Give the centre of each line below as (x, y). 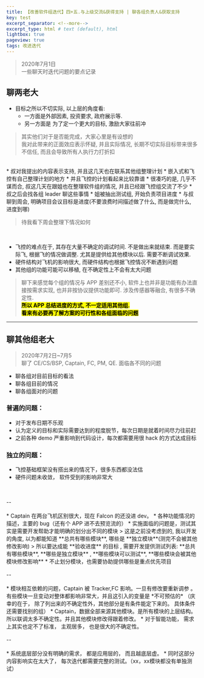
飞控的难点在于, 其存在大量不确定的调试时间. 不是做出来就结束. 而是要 (102, 246)
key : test (19, 18)
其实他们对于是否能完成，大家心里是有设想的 (77, 136)
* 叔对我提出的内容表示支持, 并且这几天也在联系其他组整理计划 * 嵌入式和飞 (100, 171)
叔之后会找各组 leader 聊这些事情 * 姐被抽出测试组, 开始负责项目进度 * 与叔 (100, 194)
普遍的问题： (25, 408)
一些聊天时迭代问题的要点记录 (58, 71)
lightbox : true (25, 35)
